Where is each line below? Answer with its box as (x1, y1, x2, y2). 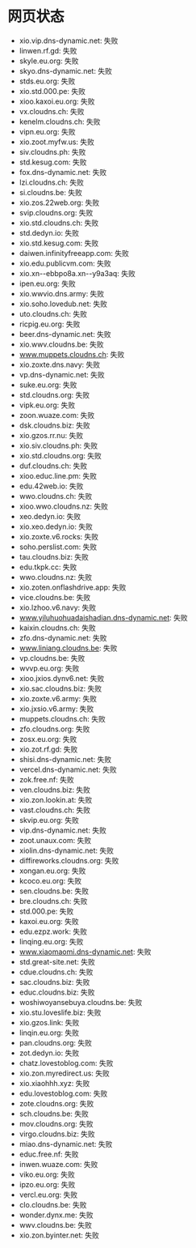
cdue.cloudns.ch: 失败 (19, 967, 94, 977)
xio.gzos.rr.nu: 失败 (19, 430, 84, 440)
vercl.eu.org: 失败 (19, 1190, 78, 1199)
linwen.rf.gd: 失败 (19, 45, 77, 55)
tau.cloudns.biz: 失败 (19, 552, 90, 561)
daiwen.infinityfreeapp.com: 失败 (19, 248, 130, 258)
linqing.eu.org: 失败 (19, 936, 84, 946)
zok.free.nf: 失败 (19, 774, 74, 784)
